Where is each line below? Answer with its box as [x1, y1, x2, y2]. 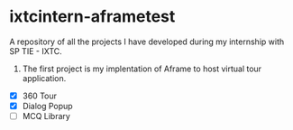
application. [22, 72, 67, 83]
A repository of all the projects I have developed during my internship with [9, 36, 285, 47]
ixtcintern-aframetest [9, 6, 176, 27]
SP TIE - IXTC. [9, 45, 63, 56]
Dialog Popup [22, 101, 74, 111]
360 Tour [22, 90, 57, 101]
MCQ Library [22, 111, 70, 122]
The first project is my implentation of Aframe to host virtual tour [22, 63, 262, 74]
